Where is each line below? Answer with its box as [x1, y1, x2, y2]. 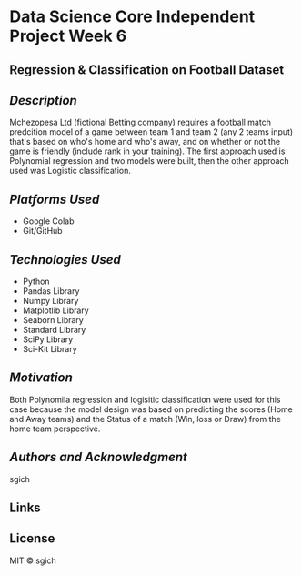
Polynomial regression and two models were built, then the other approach [9, 156, 289, 166]
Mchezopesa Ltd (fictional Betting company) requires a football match [9, 116, 271, 128]
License [9, 530, 55, 547]
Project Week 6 [9, 25, 127, 46]
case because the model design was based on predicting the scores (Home [9, 403, 293, 415]
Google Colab [22, 216, 75, 227]
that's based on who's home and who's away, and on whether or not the [9, 136, 281, 147]
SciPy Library [22, 334, 74, 345]
